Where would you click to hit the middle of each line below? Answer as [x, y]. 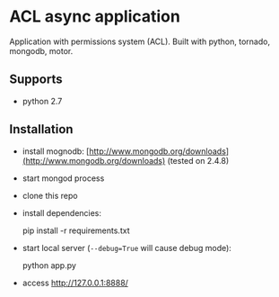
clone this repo [50, 195]
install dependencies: [61, 212]
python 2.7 [42, 101]
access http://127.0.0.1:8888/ [75, 283]
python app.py [49, 265]
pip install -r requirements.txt [76, 230]
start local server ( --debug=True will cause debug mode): [126, 247]
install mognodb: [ [56, 151]
